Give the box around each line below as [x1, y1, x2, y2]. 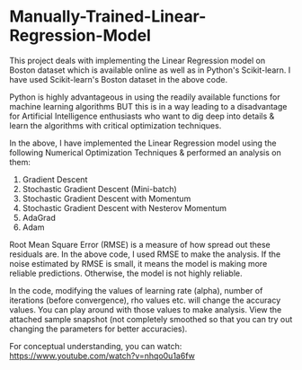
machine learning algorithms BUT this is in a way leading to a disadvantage [9, 101, 288, 111]
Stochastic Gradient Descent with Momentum [22, 193, 191, 204]
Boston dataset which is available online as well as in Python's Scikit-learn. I [9, 65, 291, 75]
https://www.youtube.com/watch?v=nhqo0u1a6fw [9, 350, 195, 361]
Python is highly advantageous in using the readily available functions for [9, 92, 280, 102]
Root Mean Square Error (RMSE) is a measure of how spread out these [9, 239, 271, 250]
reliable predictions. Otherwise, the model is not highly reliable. [9, 268, 243, 278]
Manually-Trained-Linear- [9, 6, 207, 27]
